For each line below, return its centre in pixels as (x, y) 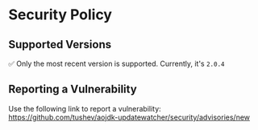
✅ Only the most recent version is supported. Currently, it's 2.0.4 (117, 63)
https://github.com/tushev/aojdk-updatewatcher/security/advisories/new (129, 117)
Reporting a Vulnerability (73, 89)
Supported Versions (60, 45)
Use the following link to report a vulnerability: (85, 108)
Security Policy (60, 15)
